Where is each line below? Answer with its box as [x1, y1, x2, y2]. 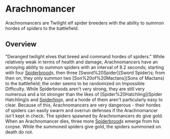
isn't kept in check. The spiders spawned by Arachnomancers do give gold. [5, 113, 163, 119]
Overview [5, 40, 37, 49]
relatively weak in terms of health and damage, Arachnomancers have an [5, 59, 158, 65]
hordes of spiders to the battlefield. [5, 25, 79, 31]
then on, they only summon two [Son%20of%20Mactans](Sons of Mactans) [5, 75, 165, 81]
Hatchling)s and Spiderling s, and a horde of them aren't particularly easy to [5, 96, 163, 102]
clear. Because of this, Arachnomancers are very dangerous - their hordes [5, 102, 161, 108]
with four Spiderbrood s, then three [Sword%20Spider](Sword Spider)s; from [5, 69, 165, 76]
